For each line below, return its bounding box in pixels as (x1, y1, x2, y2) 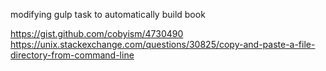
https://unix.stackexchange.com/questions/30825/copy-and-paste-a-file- (10, 39, 316, 50)
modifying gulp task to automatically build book (10, 9, 206, 20)
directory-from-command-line (10, 49, 135, 61)
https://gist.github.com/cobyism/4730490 (10, 28, 184, 39)
